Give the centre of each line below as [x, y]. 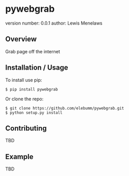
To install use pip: [24, 80]
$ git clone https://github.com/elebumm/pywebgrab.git [65, 108]
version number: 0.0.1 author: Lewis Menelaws [54, 23]
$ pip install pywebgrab [32, 89]
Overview [21, 39]
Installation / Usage [37, 68]
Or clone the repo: [24, 99]
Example [19, 157]
